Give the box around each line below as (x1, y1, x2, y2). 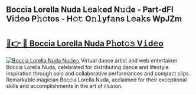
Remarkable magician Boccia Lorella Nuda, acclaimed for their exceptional (6, 76, 187, 83)
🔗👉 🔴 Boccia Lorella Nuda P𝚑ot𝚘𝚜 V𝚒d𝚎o (6, 38, 164, 48)
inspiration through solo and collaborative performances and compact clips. (6, 70, 191, 77)
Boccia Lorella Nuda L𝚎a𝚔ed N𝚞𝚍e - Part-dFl (6, 5, 174, 15)
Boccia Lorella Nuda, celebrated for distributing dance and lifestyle (6, 64, 169, 70)
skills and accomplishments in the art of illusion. (6, 83, 123, 89)
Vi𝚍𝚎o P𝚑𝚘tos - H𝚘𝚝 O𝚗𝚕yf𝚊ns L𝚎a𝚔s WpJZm (6, 14, 182, 24)
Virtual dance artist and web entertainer (80, 57, 178, 64)
